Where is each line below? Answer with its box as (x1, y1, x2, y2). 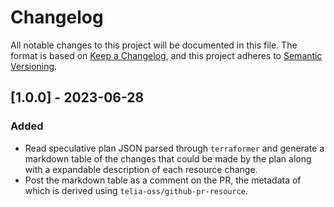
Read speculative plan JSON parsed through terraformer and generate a (24, 142, 325, 154)
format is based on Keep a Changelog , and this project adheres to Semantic (10, 49, 323, 61)
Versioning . (10, 60, 58, 72)
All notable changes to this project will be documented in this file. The (10, 39, 298, 51)
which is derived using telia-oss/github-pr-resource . (24, 184, 249, 196)
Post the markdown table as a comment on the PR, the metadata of (24, 174, 302, 186)
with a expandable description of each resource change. (24, 163, 258, 175)
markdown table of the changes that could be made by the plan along (24, 152, 312, 165)
